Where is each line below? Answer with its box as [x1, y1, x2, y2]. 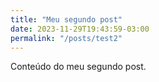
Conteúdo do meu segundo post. [10, 61, 147, 73]
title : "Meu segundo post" [10, 14, 123, 25]
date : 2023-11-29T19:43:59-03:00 [10, 24, 150, 34]
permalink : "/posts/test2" [10, 33, 123, 43]
